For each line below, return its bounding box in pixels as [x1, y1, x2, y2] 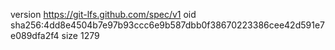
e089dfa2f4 [10, 30, 60, 41]
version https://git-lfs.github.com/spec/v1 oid [10, 9, 197, 20]
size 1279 [61, 30, 100, 41]
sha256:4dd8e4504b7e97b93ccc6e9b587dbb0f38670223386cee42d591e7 [10, 19, 325, 31]
